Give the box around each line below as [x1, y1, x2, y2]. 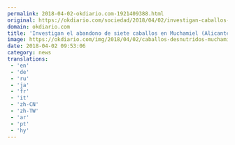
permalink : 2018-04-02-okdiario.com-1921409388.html [7, 10, 164, 17]
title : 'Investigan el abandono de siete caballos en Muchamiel [7, 29, 199, 37]
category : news [7, 49, 52, 56]
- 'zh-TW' [10, 107, 39, 114]
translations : [7, 56, 49, 63]
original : [7, 17, 36, 24]
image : [7, 36, 27, 43]
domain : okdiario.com [7, 23, 71, 30]
